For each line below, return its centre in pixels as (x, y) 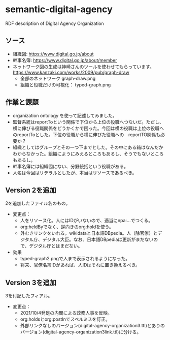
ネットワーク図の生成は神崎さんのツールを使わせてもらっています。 (83, 67)
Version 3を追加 (31, 282)
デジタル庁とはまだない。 (56, 246)
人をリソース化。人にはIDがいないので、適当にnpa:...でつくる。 (87, 221)
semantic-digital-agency (59, 9)
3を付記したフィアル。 (29, 296)
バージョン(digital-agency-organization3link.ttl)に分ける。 (80, 332)
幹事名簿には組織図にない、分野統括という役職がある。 (70, 166)
